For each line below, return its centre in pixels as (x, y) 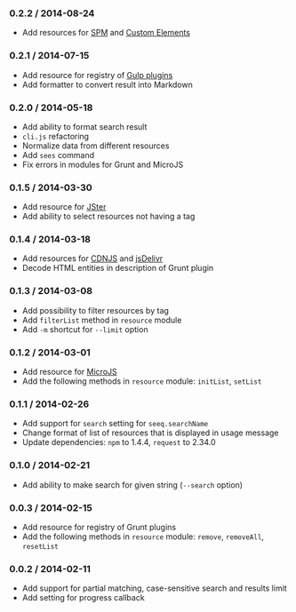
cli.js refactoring (56, 136)
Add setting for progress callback (83, 598)
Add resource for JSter (64, 207)
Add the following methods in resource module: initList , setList (142, 381)
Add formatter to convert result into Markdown (107, 84)
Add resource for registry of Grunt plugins (99, 527)
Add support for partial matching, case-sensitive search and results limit (154, 588)
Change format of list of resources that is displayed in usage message (150, 433)
